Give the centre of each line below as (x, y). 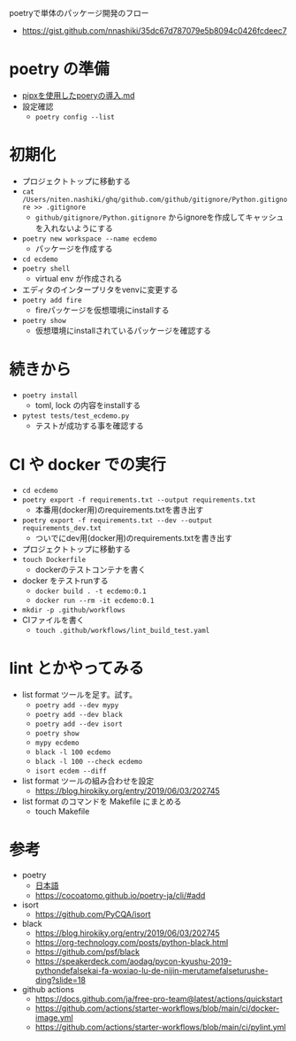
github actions (48, 989)
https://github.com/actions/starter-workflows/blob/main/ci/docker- (157, 1008)
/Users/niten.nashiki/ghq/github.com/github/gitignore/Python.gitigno (155, 199)
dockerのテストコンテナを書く (91, 569)
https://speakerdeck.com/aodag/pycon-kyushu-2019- (133, 961)
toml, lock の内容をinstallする (88, 405)
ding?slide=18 (61, 980)
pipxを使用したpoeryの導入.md (78, 95)
